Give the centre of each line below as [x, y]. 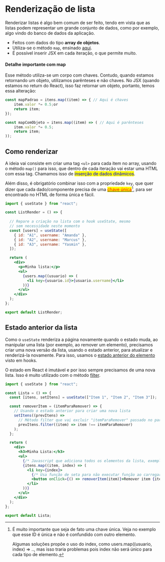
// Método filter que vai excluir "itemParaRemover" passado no [85, 420]
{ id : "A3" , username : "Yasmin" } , [50, 244]
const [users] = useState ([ [38, 230]
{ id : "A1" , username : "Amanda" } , [50, 235]
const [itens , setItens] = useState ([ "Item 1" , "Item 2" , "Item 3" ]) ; [83, 397]
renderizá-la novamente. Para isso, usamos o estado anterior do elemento [80, 355]
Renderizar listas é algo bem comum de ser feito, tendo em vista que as [78, 23]
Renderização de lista [50, 9]
